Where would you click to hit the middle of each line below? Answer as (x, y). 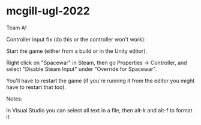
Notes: (14, 99)
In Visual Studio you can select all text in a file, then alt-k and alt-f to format (99, 110)
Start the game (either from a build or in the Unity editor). (77, 51)
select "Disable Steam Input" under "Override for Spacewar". (82, 69)
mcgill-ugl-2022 (48, 11)
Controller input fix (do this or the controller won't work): (76, 39)
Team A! (16, 28)
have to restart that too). (36, 87)
